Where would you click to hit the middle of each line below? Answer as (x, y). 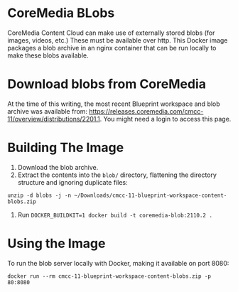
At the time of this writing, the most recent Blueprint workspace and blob (114, 104)
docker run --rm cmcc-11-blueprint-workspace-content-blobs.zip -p (109, 276)
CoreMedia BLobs (61, 13)
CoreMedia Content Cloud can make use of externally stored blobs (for (111, 33)
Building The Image (66, 148)
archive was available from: (47, 111)
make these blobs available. (48, 55)
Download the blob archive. (58, 167)
